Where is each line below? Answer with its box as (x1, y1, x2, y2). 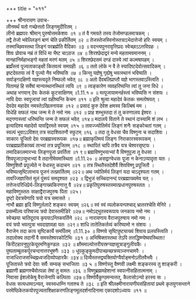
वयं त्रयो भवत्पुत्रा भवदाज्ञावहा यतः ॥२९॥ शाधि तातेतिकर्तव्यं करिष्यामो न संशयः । (6, 221, 152, 228)
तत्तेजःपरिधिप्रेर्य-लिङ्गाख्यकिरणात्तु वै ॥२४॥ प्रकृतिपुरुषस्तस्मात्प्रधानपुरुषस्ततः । (6, 182, 150, 188)
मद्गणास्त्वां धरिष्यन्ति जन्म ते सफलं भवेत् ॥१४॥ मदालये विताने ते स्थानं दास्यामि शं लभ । (6, 115, 169, 122)
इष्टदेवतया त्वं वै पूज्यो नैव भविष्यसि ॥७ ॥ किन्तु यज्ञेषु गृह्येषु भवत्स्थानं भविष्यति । (6, 70, 152, 76)
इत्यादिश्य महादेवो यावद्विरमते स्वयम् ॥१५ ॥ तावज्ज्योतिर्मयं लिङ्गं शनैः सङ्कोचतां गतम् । (6, 122, 167, 129)
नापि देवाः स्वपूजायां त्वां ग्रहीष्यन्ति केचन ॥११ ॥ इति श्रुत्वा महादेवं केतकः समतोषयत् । (6, 96, 160, 103)
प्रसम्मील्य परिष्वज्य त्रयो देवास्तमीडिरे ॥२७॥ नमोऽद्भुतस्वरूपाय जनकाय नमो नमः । (6, 208, 156, 214)
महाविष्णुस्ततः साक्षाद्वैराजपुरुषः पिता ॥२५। (6, 188, 82, 195)
